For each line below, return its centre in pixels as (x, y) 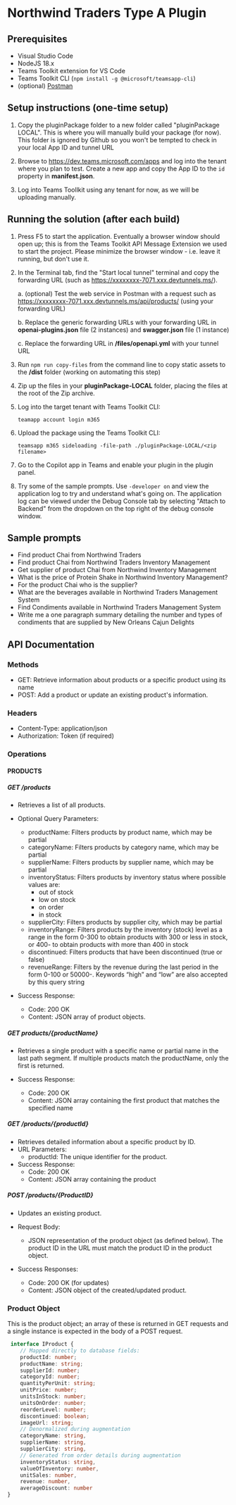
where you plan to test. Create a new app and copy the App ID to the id (121, 168)
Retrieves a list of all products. (61, 805)
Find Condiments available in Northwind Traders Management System (119, 607)
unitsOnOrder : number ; (53, 1403)
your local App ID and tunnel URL (66, 147)
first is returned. (41, 1065)
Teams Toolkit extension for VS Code (71, 71)
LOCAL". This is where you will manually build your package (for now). (119, 132)
